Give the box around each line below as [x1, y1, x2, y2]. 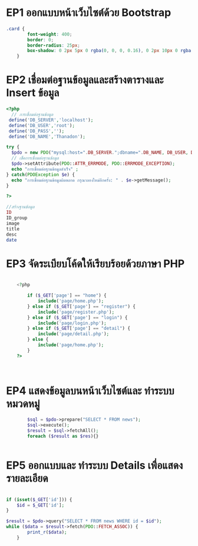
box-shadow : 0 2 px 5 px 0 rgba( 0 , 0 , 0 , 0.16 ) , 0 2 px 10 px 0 [27, 48, 178, 54]
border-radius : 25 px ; [27, 42, 81, 48]
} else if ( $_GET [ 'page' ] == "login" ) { [27, 314, 128, 320]
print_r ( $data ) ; [27, 529, 67, 535]
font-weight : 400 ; [27, 31, 72, 37]
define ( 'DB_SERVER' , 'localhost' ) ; [8, 117, 94, 123]
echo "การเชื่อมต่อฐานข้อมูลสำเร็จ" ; [11, 166, 78, 172]
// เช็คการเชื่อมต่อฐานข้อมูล [11, 155, 59, 161]
